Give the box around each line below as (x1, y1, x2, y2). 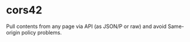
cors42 (6, 3, 42, 17)
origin (6, 29, 21, 36)
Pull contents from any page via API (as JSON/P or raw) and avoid (6, 23, 167, 30)
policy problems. (21, 29, 62, 36)
